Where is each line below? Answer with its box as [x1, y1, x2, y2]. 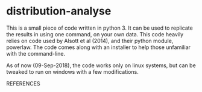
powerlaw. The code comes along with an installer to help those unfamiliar [6, 44, 191, 51]
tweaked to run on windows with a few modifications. [6, 68, 139, 75]
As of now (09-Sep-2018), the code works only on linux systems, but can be [6, 62, 196, 69]
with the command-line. [6, 50, 65, 57]
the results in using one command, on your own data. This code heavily [6, 30, 184, 38]
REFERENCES [6, 80, 40, 87]
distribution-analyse [6, 4, 112, 18]
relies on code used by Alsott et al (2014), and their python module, [6, 37, 174, 44]
